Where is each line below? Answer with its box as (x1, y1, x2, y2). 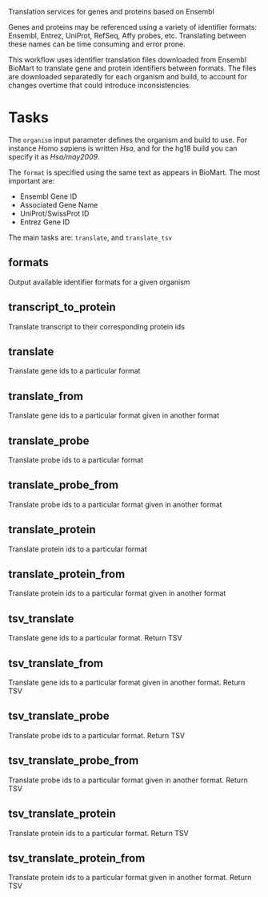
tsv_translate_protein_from (8, 851, 146, 865)
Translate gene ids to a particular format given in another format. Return (8, 677, 246, 688)
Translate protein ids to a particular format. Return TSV (8, 828, 190, 838)
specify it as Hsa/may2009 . (8, 152, 100, 161)
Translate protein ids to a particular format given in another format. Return (8, 873, 252, 883)
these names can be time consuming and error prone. (8, 39, 186, 49)
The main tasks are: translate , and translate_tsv (8, 232, 173, 242)
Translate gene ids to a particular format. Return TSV (8, 633, 182, 643)
